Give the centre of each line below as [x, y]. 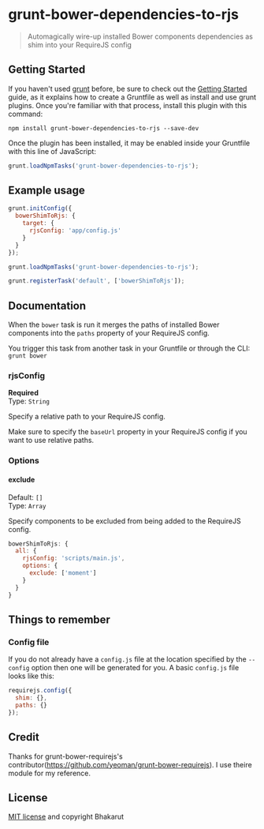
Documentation [47, 306]
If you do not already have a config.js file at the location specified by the [127, 659]
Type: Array [27, 505]
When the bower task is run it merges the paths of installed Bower [114, 324]
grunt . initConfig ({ [40, 208]
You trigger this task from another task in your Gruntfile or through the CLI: [129, 348]
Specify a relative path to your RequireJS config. [87, 417]
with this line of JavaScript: [52, 151]
